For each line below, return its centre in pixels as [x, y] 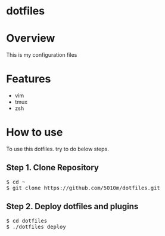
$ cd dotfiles [27, 220]
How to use [35, 132]
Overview [31, 39]
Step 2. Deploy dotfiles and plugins [72, 206]
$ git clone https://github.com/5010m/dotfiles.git [83, 188]
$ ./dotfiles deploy [36, 226]
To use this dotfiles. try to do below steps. [57, 149]
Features [29, 79]
